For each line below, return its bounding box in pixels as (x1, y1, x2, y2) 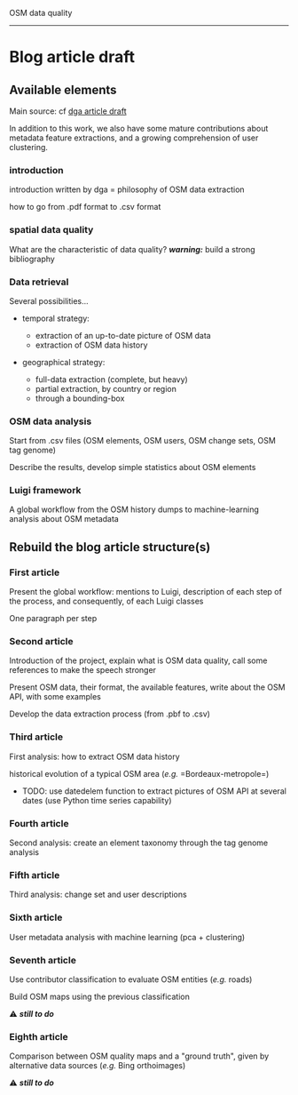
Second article (9, 635, 74, 648)
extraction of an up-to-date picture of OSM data (35, 330, 211, 340)
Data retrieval (9, 276, 69, 288)
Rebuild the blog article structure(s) (9, 540, 211, 555)
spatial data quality (9, 224, 94, 236)
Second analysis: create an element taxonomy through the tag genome (9, 837, 269, 848)
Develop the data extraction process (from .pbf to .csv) (9, 708, 211, 719)
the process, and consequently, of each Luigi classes (9, 595, 204, 607)
